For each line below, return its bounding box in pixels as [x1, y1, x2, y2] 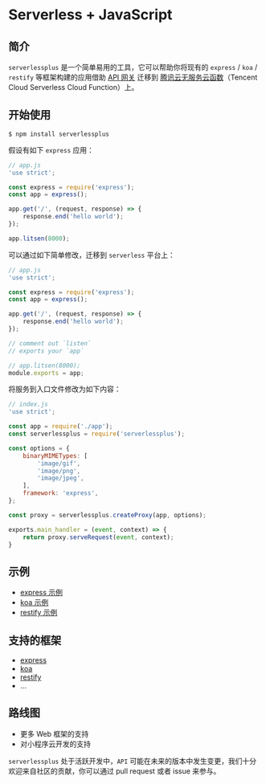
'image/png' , [37, 467, 81, 475]
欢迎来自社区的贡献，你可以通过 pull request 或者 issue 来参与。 [8, 766, 221, 776]
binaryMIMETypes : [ [23, 451, 88, 459]
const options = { [8, 444, 70, 452]
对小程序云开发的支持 [19, 739, 91, 749]
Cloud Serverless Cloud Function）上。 [8, 83, 139, 92]
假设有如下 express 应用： [8, 145, 94, 154]
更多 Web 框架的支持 [19, 729, 89, 738]
